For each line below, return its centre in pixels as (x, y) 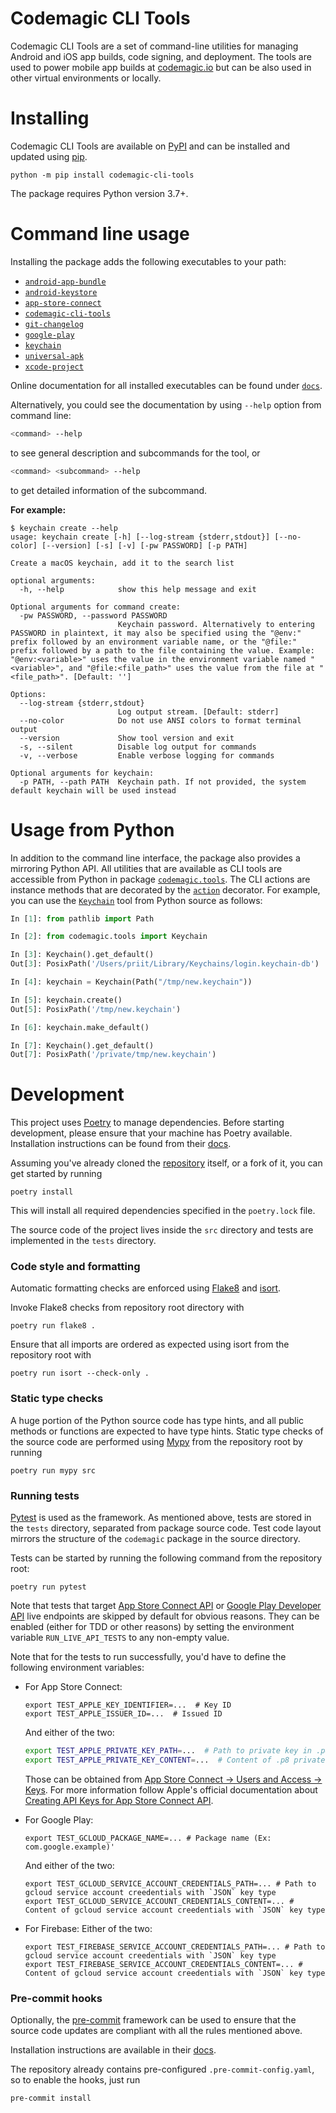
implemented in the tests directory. (83, 1241)
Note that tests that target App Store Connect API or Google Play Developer (166, 1606)
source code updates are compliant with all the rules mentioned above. (156, 2031)
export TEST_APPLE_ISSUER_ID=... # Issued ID (123, 1714)
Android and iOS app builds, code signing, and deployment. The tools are (161, 56)
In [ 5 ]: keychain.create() (66, 1000)
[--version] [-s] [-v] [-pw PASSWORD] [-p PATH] (144, 545)
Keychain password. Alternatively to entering (216, 624)
